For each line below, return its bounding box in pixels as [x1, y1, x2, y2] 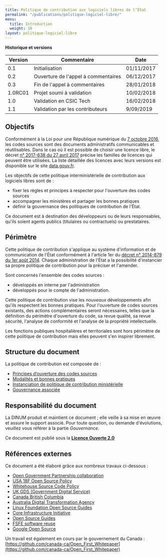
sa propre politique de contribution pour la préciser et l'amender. [5, 262, 138, 268]
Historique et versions [5, 45, 52, 50]
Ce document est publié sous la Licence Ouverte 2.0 [5, 435, 115, 441]
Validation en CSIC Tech [33, 97, 91, 104]
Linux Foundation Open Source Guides [12, 505, 92, 511]
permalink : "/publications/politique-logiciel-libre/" [5, 12, 122, 17]
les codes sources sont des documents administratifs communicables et [5, 141, 154, 147]
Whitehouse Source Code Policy [12, 483, 79, 489]
